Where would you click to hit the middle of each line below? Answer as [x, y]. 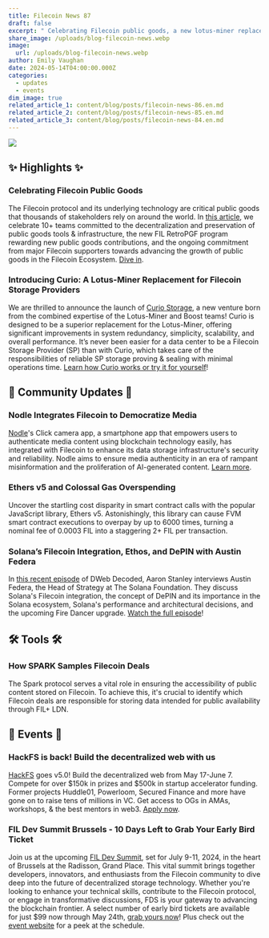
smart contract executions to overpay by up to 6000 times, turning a [121, 522]
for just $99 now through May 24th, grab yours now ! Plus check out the [126, 916]
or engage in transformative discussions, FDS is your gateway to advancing [133, 899]
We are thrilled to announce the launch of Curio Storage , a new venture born [134, 307]
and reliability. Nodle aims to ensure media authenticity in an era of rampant [133, 458]
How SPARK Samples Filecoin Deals [79, 666]
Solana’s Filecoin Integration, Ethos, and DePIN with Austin [125, 551]
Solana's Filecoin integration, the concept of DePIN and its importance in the [134, 596]
